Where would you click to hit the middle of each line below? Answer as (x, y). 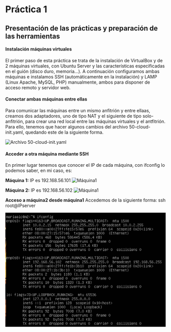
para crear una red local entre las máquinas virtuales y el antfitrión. (95, 121)
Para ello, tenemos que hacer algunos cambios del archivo (67, 126)
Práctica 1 (26, 9)
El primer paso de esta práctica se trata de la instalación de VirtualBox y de (84, 60)
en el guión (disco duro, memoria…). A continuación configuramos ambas (82, 71)
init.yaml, (15, 132)
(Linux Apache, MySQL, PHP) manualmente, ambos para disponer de (78, 82)
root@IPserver (20, 206)
